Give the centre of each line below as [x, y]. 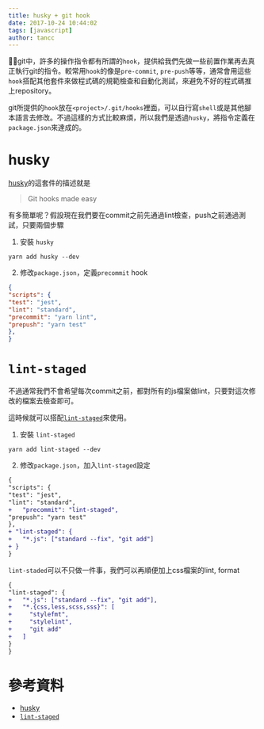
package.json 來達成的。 [47, 128]
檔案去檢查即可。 [50, 401]
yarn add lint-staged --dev [55, 450]
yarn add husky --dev [44, 257]
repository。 [35, 91]
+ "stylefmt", [38, 615]
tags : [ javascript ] [40, 30]
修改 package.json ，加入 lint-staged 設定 [85, 465]
